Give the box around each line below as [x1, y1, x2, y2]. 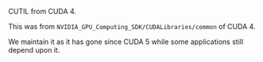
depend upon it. [8, 46, 60, 54]
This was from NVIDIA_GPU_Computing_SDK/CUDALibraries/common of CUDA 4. [8, 22, 256, 31]
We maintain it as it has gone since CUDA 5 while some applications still [8, 37, 244, 46]
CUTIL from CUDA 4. [8, 7, 77, 16]
